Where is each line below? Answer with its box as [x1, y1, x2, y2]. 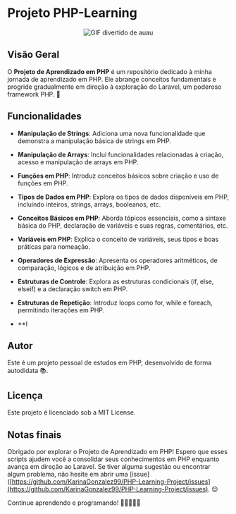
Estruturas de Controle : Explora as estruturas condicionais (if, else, [17, 277, 214, 286]
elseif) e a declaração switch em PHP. [17, 284, 128, 293]
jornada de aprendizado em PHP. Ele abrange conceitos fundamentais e [7, 75, 217, 83]
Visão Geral [7, 49, 60, 61]
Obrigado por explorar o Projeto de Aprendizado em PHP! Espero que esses [7, 448, 228, 455]
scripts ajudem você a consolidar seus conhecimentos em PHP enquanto [7, 455, 220, 463]
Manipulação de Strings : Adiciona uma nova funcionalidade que [17, 129, 206, 137]
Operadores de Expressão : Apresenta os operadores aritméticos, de [17, 256, 218, 264]
